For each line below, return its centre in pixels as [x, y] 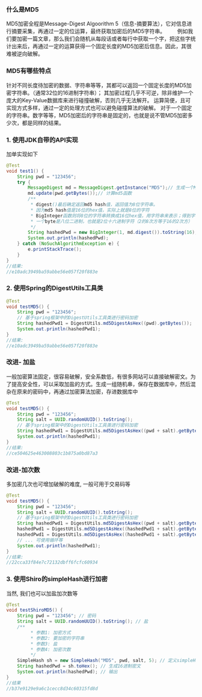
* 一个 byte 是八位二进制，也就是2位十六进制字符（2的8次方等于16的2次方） [112, 221]
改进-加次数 [23, 470]
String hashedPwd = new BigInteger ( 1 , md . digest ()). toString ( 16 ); [113, 233]
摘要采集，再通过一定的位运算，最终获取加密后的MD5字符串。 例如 [99, 31]
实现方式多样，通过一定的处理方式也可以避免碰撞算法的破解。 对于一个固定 [99, 108]
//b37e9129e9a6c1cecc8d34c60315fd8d [52, 689]
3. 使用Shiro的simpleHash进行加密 [57, 579]
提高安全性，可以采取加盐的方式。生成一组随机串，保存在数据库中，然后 [101, 384]
